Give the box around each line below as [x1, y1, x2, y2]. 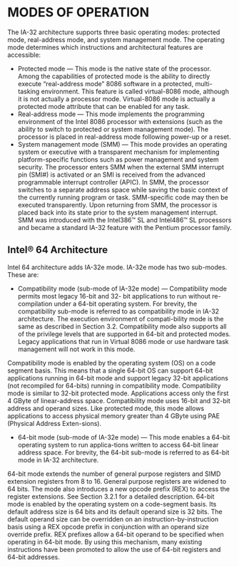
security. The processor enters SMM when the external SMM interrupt [17, 162, 225, 171]
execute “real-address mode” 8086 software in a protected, [17, 79, 194, 88]
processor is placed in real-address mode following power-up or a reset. [17, 132, 231, 141]
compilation [17, 299, 53, 308]
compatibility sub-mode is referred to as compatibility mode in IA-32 [17, 307, 220, 316]
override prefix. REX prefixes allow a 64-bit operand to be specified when [7, 530, 224, 539]
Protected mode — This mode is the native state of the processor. [17, 64, 212, 73]
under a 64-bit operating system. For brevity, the [54, 299, 198, 308]
